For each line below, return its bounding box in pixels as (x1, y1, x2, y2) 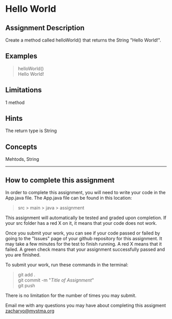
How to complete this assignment (5, 176, 115, 184)
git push (17, 283, 35, 289)
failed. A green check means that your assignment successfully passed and (5, 246, 165, 252)
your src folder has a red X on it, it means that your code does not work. (5, 220, 157, 226)
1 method (5, 99, 25, 105)
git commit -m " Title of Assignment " (17, 277, 94, 283)
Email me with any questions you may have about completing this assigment (5, 303, 166, 309)
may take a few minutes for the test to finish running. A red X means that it (5, 241, 162, 247)
